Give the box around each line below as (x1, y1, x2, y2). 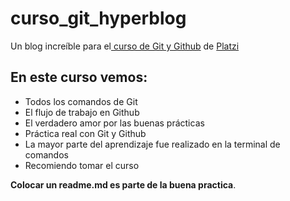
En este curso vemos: (10, 69, 148, 86)
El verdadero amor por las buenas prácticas (24, 117, 205, 129)
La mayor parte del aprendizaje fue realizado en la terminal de (24, 138, 281, 150)
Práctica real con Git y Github (24, 127, 147, 139)
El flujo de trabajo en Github (24, 106, 140, 118)
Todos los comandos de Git (24, 95, 138, 107)
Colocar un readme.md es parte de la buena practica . (10, 178, 237, 191)
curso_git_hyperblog (10, 7, 187, 30)
